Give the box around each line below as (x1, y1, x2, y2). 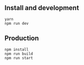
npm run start (4, 55, 34, 60)
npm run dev (4, 21, 29, 26)
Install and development (4, 4, 79, 12)
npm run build (4, 51, 34, 56)
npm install (4, 47, 29, 52)
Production (4, 34, 39, 43)
